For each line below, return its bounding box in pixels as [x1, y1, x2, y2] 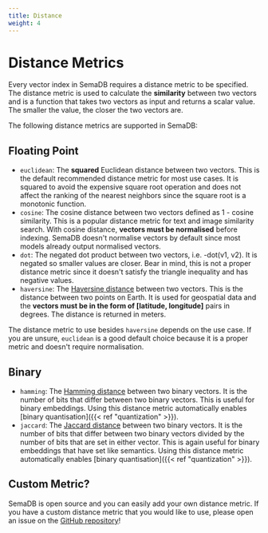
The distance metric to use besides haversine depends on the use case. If [8, 325, 252, 335]
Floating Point [8, 144, 79, 157]
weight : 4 [8, 19, 41, 27]
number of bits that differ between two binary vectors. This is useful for [19, 395, 255, 404]
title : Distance [8, 11, 62, 20]
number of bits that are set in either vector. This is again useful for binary [19, 437, 260, 447]
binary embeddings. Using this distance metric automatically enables [19, 404, 247, 413]
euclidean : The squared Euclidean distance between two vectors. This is [19, 165, 260, 175]
